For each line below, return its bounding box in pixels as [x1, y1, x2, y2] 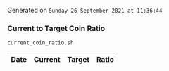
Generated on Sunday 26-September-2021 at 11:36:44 [7, 6, 163, 14]
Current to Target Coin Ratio [7, 23, 106, 33]
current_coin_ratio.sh [7, 39, 74, 46]
